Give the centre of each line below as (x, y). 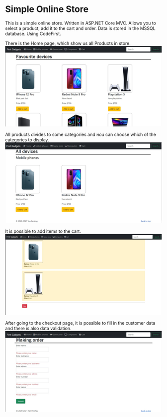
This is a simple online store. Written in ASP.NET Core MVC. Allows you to (81, 23)
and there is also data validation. (38, 328)
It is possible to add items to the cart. (43, 231)
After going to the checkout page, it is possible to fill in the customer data (80, 323)
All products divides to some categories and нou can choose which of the (81, 134)
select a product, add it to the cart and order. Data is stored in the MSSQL (80, 28)
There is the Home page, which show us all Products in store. (68, 43)
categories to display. (27, 140)
